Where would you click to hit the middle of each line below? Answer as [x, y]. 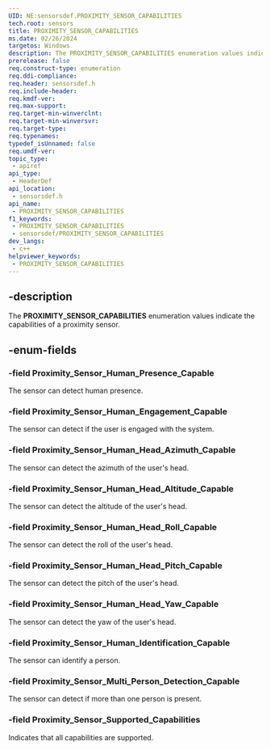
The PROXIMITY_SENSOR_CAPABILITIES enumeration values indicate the [132, 316]
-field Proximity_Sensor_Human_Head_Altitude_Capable [121, 488]
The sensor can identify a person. [65, 660]
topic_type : [28, 158]
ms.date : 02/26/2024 [43, 38]
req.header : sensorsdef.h [52, 83]
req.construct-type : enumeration [65, 69]
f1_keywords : [30, 219]
